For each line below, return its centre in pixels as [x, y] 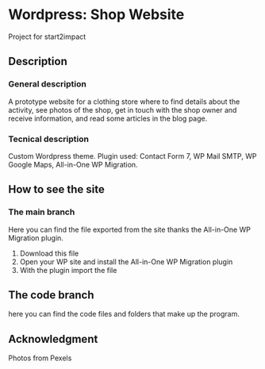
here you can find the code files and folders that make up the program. [124, 314]
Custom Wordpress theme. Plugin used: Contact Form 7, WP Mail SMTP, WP [132, 156]
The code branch [51, 295]
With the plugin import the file [68, 270]
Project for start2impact [47, 37]
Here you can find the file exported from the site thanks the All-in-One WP [130, 229]
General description [48, 84]
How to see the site [56, 189]
